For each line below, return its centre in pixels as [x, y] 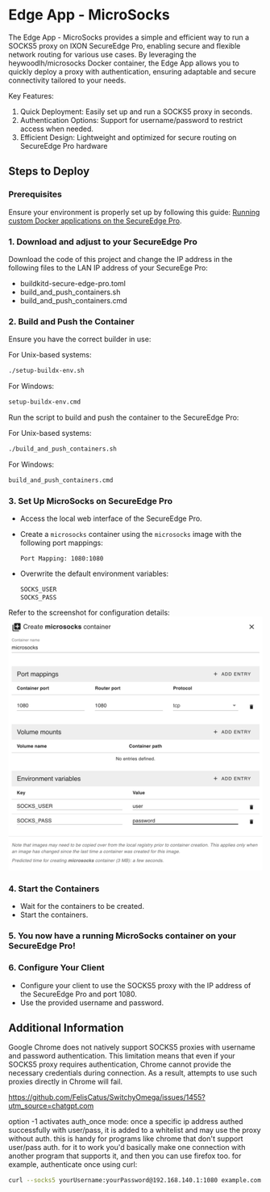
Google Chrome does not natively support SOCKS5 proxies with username [132, 1047]
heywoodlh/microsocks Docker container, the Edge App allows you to [124, 63]
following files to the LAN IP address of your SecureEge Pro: [108, 268]
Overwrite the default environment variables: [94, 574]
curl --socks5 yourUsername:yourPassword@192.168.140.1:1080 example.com [135, 1181]
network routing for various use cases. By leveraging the [102, 54]
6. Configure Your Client [56, 968]
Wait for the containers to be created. [82, 907]
